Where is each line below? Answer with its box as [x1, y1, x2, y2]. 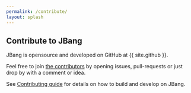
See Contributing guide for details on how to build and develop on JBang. [6, 81, 186, 88]
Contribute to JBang [6, 36, 82, 46]
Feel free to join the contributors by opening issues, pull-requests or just [6, 63, 183, 70]
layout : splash [6, 14, 44, 20]
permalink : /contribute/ [6, 8, 68, 15]
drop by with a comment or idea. [6, 69, 86, 77]
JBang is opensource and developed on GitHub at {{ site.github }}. [6, 51, 168, 59]
